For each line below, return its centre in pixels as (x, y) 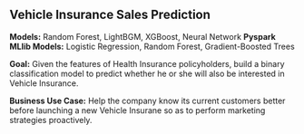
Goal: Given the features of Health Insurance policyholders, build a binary (147, 63)
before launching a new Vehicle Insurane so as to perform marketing (137, 110)
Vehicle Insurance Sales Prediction (110, 15)
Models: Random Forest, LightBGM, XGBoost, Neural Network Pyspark (143, 36)
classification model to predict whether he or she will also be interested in (147, 73)
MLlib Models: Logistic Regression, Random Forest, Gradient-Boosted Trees (152, 46)
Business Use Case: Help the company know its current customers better (147, 100)
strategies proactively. (51, 120)
